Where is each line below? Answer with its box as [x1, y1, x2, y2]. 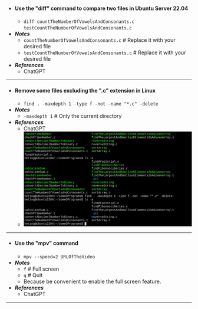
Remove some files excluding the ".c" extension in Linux [14, 87, 156, 94]
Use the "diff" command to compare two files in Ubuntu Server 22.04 [14, 5, 189, 12]
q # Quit [23, 271, 43, 278]
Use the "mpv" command [14, 239, 78, 247]
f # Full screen [23, 265, 60, 272]
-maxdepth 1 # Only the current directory [23, 113, 122, 120]
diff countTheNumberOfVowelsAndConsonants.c [23, 19, 135, 25]
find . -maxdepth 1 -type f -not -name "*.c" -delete [23, 101, 159, 107]
